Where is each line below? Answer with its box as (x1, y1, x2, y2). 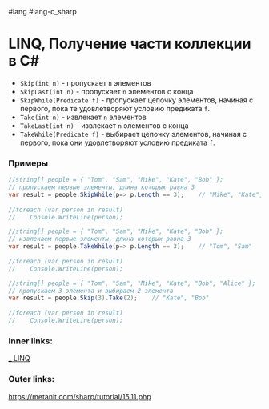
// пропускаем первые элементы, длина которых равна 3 (8, 183, 195, 191)
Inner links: (8, 335, 54, 347)
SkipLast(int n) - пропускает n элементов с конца (19, 86, 194, 96)
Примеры (8, 158, 49, 169)
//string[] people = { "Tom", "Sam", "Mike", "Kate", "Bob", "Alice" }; (8, 279, 256, 287)
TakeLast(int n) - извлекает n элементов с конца (19, 120, 190, 130)
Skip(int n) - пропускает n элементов (19, 78, 151, 87)
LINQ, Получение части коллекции (8, 35, 251, 53)
